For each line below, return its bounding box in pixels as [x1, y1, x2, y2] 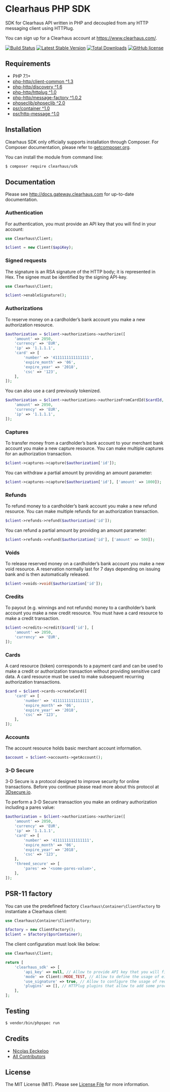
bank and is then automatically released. [5, 571, 90, 577]
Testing [5, 1007, 30, 1016]
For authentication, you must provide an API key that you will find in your [5, 221, 156, 227]
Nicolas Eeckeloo [12, 1048, 49, 1054]
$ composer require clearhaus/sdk [5, 164, 78, 169]
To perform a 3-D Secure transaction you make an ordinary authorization [5, 799, 157, 805]
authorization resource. [5, 322, 54, 328]
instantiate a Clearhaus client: [5, 908, 67, 914]
